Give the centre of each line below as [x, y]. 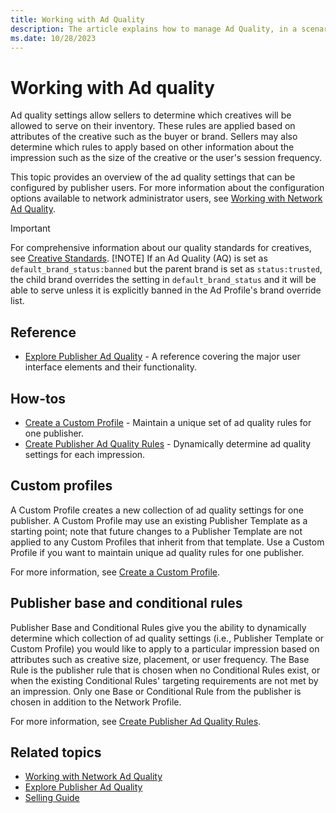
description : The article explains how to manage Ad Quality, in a [154, 29]
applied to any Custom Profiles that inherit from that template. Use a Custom [167, 542]
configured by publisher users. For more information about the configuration [167, 188]
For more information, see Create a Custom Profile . [115, 572]
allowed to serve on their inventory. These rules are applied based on [153, 126]
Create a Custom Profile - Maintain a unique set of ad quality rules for [168, 422]
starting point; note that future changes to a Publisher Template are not [156, 531]
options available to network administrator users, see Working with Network [166, 198]
